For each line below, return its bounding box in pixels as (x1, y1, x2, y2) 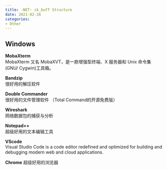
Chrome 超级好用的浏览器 (5, 160, 59, 166)
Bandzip (5, 75, 23, 81)
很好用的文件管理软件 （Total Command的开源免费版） (5, 97, 118, 103)
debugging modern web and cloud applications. (5, 149, 104, 155)
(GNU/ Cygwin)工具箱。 (5, 65, 54, 71)
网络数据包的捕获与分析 (5, 113, 53, 119)
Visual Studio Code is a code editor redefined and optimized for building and (5, 144, 163, 150)
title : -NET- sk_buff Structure (5, 7, 72, 12)
